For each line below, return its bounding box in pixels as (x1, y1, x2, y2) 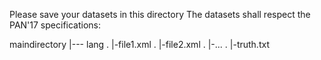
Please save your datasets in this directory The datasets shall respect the (9, 9, 311, 20)
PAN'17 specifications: (9, 19, 102, 31)
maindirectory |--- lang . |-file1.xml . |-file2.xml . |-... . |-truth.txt (9, 39, 270, 50)
